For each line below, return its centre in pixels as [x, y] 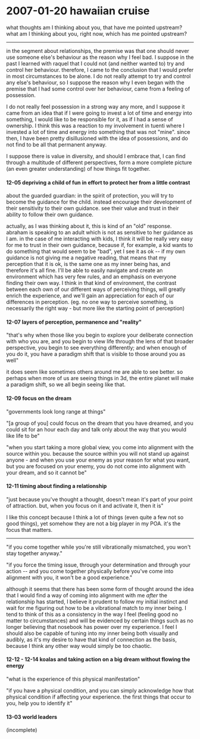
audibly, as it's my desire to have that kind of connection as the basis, [92, 639]
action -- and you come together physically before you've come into [90, 571]
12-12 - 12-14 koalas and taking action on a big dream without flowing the [98, 659]
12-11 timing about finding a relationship [57, 486]
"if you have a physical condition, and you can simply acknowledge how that [100, 690]
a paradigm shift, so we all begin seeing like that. [66, 384]
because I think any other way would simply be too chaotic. [79, 646]
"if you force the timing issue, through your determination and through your [99, 565]
